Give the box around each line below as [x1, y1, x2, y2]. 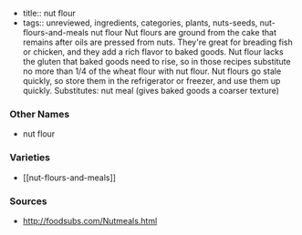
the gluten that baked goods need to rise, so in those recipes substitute [22, 56, 291, 66]
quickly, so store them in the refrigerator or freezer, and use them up [22, 76, 281, 86]
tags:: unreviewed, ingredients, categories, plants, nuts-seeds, [22, 17, 258, 28]
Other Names [9, 107, 70, 120]
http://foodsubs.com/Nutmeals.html [22, 215, 158, 226]
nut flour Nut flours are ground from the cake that [90, 27, 276, 37]
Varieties [9, 151, 50, 164]
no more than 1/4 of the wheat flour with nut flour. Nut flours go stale [22, 66, 282, 77]
